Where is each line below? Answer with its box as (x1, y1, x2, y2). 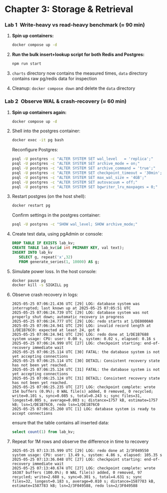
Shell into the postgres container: (11, 128, 80, 134)
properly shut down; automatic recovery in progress (11, 315, 124, 320)
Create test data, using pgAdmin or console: (11, 231, 103, 237)
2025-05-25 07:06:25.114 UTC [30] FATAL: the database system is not (11, 350, 160, 355)
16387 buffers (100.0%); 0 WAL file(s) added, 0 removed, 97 (11, 470, 142, 475)
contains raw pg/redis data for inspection (11, 76, 97, 82)
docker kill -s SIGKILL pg (11, 283, 68, 288)
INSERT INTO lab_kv (11, 250, 53, 255)
